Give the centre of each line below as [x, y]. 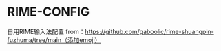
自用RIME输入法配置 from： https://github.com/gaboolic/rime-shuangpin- [111, 31]
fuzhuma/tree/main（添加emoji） [54, 40]
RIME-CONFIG [49, 12]
